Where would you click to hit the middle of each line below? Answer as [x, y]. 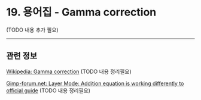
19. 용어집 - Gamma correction [81, 12]
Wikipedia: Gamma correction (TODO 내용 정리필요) [69, 71]
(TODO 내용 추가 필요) [32, 30]
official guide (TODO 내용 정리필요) [48, 90]
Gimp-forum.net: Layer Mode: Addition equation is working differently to [95, 83]
